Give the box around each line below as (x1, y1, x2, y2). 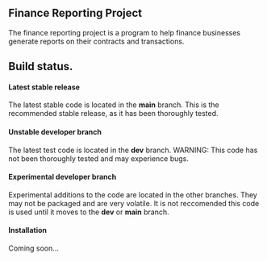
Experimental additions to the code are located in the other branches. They (8, 189, 258, 200)
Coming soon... (8, 243, 59, 253)
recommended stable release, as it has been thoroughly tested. (8, 109, 219, 118)
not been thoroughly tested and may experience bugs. (8, 153, 190, 164)
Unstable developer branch (8, 127, 102, 136)
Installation (8, 226, 47, 235)
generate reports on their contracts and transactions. (8, 36, 185, 46)
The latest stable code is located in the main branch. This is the (8, 100, 219, 110)
